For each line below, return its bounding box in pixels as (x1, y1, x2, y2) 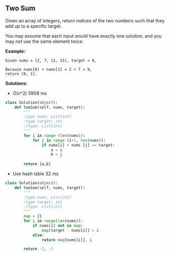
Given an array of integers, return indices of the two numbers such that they (5, 17, 165, 23)
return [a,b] (23, 161, 51, 167)
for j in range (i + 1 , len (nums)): (32, 137, 106, 143)
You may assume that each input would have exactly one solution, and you (5, 33, 162, 39)
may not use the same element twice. (5, 38, 84, 44)
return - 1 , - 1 (23, 246, 53, 251)
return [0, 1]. (5, 71, 38, 76)
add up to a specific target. (5, 23, 62, 29)
